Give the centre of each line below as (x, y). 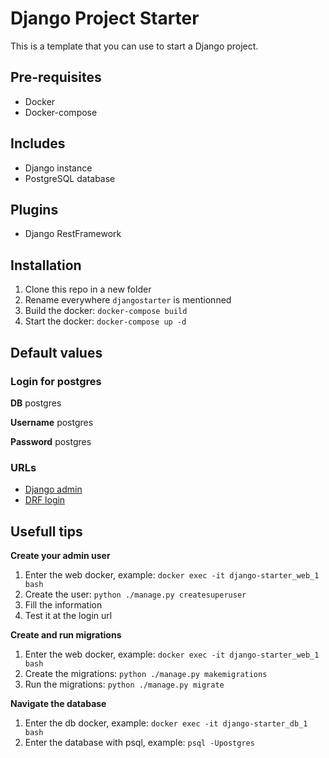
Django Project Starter (105, 18)
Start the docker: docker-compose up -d (105, 321)
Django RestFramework (73, 234)
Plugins (34, 209)
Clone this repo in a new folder (88, 289)
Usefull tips (46, 531)
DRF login (45, 500)
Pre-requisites (56, 77)
